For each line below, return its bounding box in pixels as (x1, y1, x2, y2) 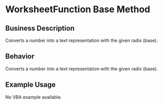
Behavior (5, 52, 35, 61)
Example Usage (5, 81, 56, 89)
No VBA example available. (5, 94, 62, 100)
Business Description (5, 24, 75, 33)
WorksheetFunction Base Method (5, 4, 150, 15)
